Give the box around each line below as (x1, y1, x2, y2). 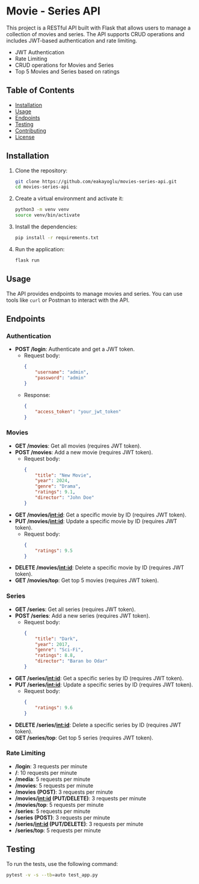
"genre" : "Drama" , (35, 483, 81, 489)
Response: (23, 391, 51, 398)
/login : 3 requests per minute (14, 762, 88, 770)
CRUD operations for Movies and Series (14, 61, 114, 69)
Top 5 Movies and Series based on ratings (14, 67, 120, 75)
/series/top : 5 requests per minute (14, 827, 101, 834)
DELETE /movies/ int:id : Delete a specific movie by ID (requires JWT (14, 564, 185, 571)
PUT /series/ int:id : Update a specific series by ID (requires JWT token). (14, 681, 194, 688)
